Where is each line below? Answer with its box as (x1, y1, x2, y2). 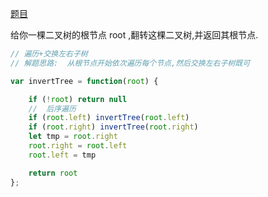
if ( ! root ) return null (28, 94, 128, 104)
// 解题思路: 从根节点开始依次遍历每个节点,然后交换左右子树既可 (10, 58, 251, 68)
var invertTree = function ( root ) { (10, 76, 159, 86)
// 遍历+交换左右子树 (10, 49, 88, 59)
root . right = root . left (28, 141, 128, 151)
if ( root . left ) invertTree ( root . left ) (28, 113, 190, 123)
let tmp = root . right (28, 132, 118, 142)
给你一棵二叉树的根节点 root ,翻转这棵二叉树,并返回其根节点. (10, 29, 259, 41)
